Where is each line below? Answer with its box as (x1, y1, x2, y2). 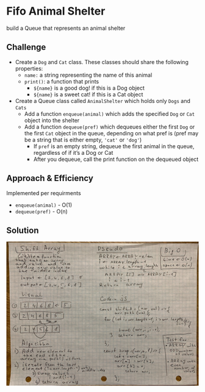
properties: (15, 65, 43, 72)
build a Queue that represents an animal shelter (6, 24, 126, 32)
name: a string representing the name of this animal (24, 71, 153, 79)
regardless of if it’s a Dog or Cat (33, 149, 113, 156)
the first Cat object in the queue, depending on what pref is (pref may (24, 129, 199, 137)
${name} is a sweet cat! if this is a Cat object (33, 90, 143, 98)
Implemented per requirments (6, 189, 81, 196)
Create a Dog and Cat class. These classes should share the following (15, 58, 189, 65)
